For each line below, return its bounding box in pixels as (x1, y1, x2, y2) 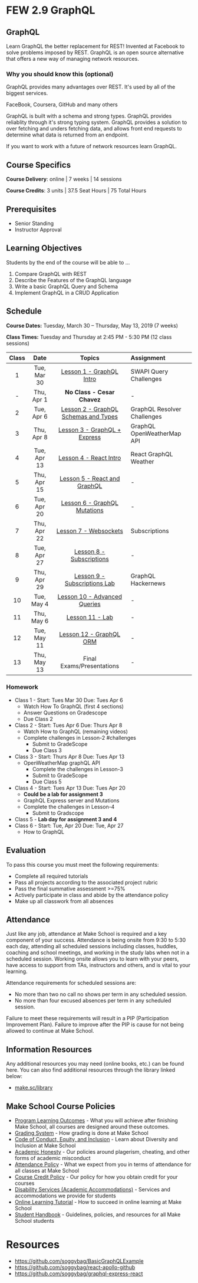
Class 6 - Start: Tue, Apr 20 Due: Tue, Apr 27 (14, 822, 124, 829)
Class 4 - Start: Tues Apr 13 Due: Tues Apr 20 (14, 784, 126, 791)
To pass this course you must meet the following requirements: (6, 861, 159, 868)
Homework (6, 683, 38, 691)
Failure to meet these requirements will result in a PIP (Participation (6, 1015, 169, 1022)
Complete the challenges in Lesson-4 (23, 803, 115, 810)
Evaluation (6, 845, 46, 856)
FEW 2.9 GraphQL (6, 4, 95, 17)
